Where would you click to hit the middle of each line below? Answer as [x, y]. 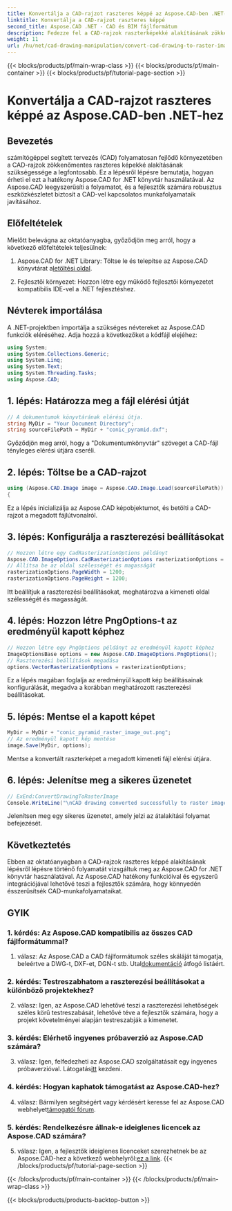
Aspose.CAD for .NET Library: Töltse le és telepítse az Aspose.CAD [113, 261]
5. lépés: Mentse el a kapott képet [81, 717]
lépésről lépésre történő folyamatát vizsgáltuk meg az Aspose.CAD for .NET [115, 869]
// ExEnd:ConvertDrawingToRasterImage [63, 796]
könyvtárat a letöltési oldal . [55, 268]
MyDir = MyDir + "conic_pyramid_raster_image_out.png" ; [89, 733]
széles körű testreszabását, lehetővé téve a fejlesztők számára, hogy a [118, 1013]
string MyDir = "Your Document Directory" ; [71, 424]
